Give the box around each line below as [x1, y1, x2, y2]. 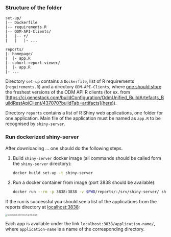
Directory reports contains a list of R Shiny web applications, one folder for [5, 110, 163, 116]
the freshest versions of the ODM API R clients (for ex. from [5, 89, 130, 96]
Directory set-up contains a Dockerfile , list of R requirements [5, 78, 134, 84]
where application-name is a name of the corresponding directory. [5, 226, 145, 232]
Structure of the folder [5, 4, 62, 11]
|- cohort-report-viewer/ [5, 60, 60, 65]
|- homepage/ [5, 52, 33, 57]
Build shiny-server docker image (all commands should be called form [12, 155, 162, 161]
